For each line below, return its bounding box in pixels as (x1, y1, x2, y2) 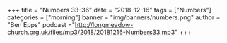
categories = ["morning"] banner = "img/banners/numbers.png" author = (7, 13, 221, 21)
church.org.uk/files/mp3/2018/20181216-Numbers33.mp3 (7, 28, 175, 36)
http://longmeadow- (74, 21, 134, 28)
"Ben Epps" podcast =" (7, 21, 76, 28)
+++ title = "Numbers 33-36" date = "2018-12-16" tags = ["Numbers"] (7, 6, 212, 14)
